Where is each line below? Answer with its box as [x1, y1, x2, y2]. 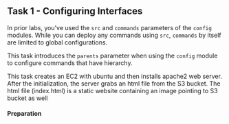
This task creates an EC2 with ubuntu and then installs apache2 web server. [7, 72, 222, 80]
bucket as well [7, 94, 48, 102]
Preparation [7, 110, 42, 118]
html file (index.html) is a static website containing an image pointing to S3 [7, 86, 218, 95]
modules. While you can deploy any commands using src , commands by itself [7, 31, 221, 39]
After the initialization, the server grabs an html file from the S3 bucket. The [7, 79, 221, 88]
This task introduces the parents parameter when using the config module [7, 51, 218, 60]
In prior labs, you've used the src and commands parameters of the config [7, 23, 212, 32]
